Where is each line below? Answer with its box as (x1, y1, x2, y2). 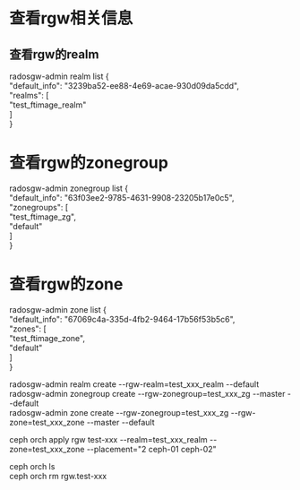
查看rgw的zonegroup (9, 153, 168, 173)
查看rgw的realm (9, 47, 99, 62)
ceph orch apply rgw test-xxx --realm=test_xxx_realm (9, 434, 208, 444)
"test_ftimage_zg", (9, 211, 76, 222)
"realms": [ (9, 90, 49, 100)
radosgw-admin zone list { (9, 304, 107, 314)
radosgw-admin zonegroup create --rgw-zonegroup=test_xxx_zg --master (9, 388, 286, 399)
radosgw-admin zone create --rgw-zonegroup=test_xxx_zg (9, 407, 229, 417)
